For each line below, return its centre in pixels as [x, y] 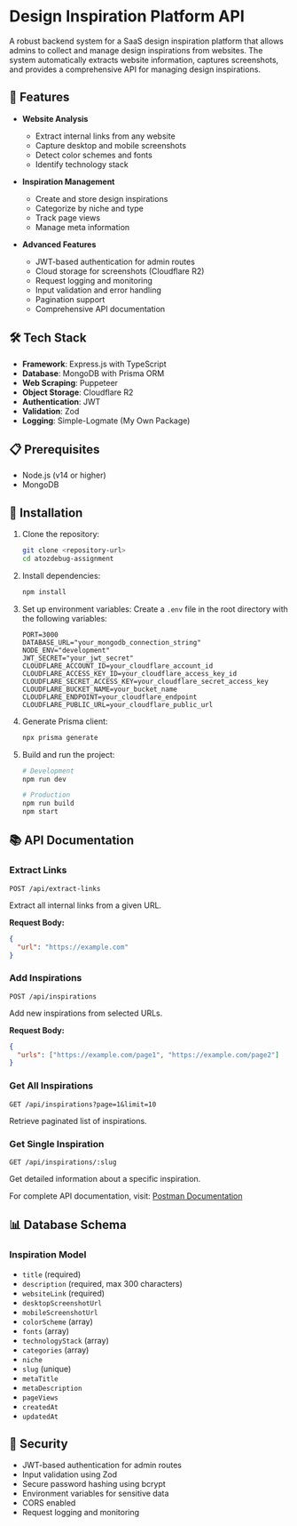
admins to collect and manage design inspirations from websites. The [136, 50]
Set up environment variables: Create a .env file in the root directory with [155, 609]
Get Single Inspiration [57, 1144]
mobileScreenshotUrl [60, 1313]
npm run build [48, 803]
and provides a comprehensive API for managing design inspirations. [135, 69]
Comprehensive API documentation [100, 309]
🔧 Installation [46, 513]
